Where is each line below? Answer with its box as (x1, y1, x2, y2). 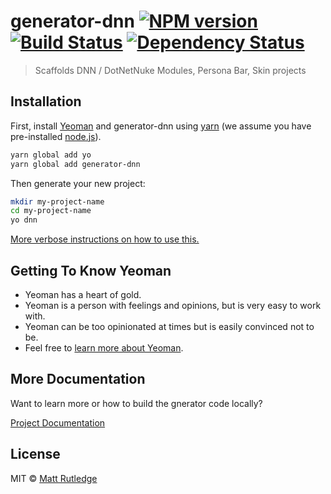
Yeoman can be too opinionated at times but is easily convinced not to (24, 320, 315, 332)
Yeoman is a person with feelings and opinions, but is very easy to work (24, 299, 322, 311)
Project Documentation (10, 416, 106, 429)
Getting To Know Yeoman (10, 262, 172, 279)
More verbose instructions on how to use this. (10, 233, 200, 245)
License (10, 446, 61, 463)
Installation (10, 93, 82, 110)
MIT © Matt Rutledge (10, 472, 98, 484)
